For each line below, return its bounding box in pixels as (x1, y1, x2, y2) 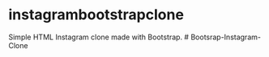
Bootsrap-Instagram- (190, 32, 262, 42)
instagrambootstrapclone (8, 6, 185, 24)
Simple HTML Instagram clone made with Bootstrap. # (8, 32, 189, 42)
